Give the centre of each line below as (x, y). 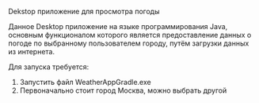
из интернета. (32, 51)
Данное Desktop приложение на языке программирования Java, (118, 26)
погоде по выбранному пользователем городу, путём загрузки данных (129, 43)
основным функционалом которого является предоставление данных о (130, 35)
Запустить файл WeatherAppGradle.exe (86, 82)
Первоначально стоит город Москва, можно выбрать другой (123, 90)
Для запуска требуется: (49, 67)
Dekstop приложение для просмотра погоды (84, 11)
